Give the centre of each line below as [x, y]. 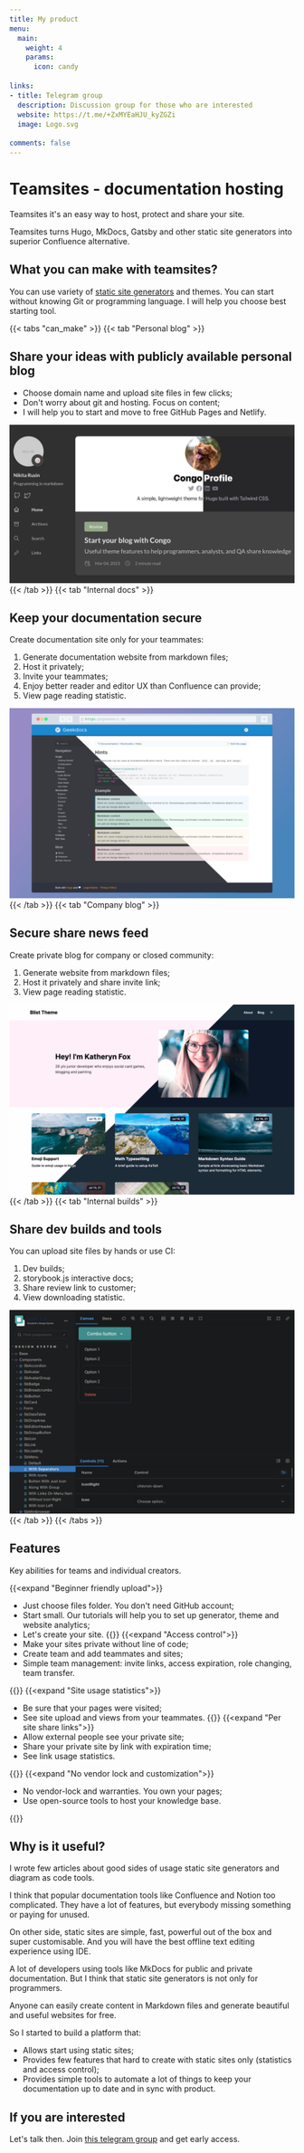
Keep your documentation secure [106, 618]
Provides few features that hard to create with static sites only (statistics [157, 2060]
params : [40, 57]
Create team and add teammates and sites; [103, 1653]
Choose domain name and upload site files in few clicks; [128, 393]
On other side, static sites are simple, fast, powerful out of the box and [141, 1932]
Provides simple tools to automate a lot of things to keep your [137, 2079]
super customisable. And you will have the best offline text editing [132, 1942]
